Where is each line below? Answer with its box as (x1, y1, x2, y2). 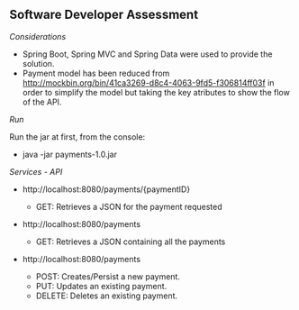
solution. (22, 58, 55, 68)
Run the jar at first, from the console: (9, 131, 146, 142)
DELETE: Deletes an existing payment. (35, 290, 178, 301)
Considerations (9, 31, 67, 41)
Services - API (9, 166, 63, 177)
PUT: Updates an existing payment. (35, 280, 168, 291)
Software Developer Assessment (9, 7, 199, 23)
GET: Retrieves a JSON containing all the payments (35, 236, 226, 247)
